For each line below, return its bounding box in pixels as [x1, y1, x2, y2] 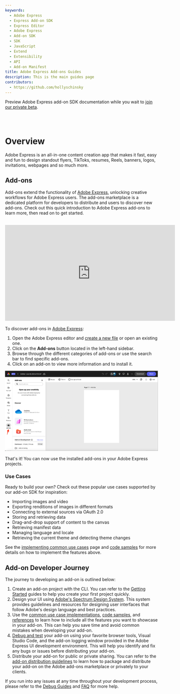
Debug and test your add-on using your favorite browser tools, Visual [12, 633, 151, 638]
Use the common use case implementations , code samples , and [12, 612, 141, 618]
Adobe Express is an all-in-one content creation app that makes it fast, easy [5, 151, 157, 158]
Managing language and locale [12, 530, 74, 536]
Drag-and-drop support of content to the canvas [12, 519, 110, 525]
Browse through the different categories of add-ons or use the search [12, 351, 152, 356]
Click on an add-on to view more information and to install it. [12, 361, 133, 367]
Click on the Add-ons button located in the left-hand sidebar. [12, 345, 134, 351]
